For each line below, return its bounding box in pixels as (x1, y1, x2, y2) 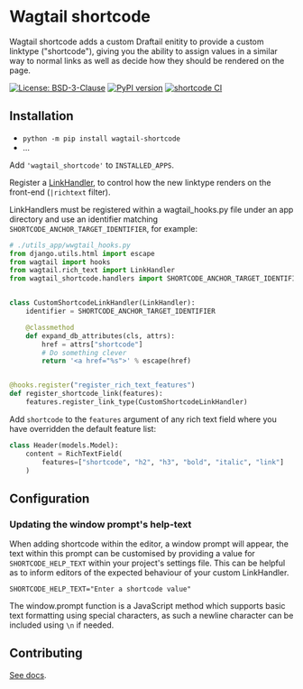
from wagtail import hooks (9, 257, 111, 267)
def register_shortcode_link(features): (9, 390, 164, 399)
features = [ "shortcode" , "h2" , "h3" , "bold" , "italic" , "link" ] (41, 457, 284, 466)
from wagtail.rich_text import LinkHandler (9, 266, 176, 275)
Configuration (9, 491, 90, 506)
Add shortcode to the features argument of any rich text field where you (9, 413, 277, 425)
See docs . (9, 669, 47, 680)
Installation (9, 108, 74, 124)
